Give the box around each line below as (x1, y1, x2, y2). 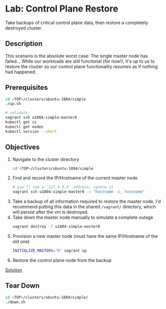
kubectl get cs (5, 120, 37, 125)
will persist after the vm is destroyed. (12, 209, 89, 215)
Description (5, 40, 42, 48)
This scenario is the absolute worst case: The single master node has (5, 53, 148, 59)
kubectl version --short (5, 129, 57, 134)
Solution (5, 267, 22, 273)
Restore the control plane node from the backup (12, 257, 111, 263)
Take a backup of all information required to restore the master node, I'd (12, 199, 161, 205)
